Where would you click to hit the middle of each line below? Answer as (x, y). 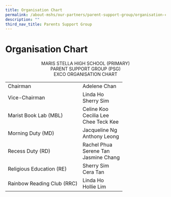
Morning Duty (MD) (31, 133)
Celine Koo (95, 109)
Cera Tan (93, 172)
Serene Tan (96, 151)
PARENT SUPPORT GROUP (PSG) (85, 69)
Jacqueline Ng (100, 130)
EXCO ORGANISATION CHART (85, 74)
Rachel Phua (97, 145)
